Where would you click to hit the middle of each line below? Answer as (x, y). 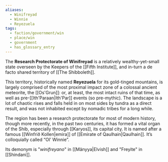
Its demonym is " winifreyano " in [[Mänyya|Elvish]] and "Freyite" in (74, 149)
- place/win (22, 38)
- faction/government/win (37, 33)
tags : (11, 29)
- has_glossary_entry (32, 47)
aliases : (14, 10)
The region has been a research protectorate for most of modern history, (80, 118)
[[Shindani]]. (18, 154)
